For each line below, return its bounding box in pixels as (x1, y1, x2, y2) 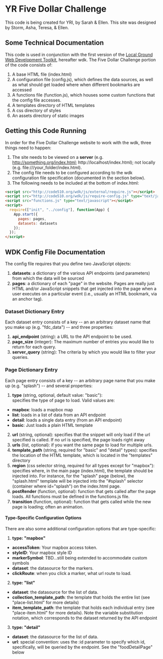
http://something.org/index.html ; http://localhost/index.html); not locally (12, 159, 156, 165)
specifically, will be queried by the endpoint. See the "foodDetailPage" (12, 644, 153, 650)
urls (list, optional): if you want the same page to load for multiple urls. (12, 442, 153, 448)
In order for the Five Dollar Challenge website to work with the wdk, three (5, 139, 151, 145)
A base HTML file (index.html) (12, 71, 72, 77)
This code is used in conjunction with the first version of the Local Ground (5, 51, 153, 57)
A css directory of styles (12, 107, 62, 113)
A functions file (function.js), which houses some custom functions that (12, 92, 155, 98)
